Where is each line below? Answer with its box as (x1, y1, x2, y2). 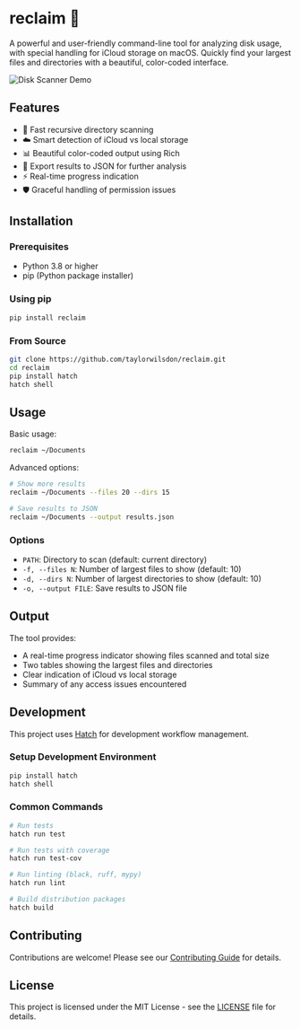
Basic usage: (9, 428, 57, 439)
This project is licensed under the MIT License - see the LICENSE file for (9, 1001, 276, 1013)
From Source (9, 334, 66, 347)
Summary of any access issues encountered (21, 678, 187, 690)
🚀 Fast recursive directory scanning (21, 124, 154, 135)
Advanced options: (9, 462, 79, 473)
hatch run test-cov (9, 854, 82, 863)
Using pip (9, 293, 52, 305)
